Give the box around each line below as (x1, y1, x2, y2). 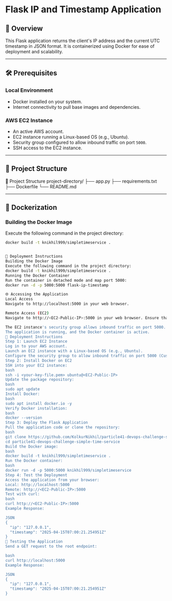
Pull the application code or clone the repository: (5, 425, 120, 430)
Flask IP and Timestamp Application (5, 4, 161, 15)
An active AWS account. (12, 128, 64, 134)
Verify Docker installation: (5, 405, 68, 411)
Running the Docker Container (5, 273, 70, 278)
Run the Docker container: (5, 458, 63, 463)
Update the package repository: (5, 377, 74, 382)
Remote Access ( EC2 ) (5, 311, 50, 316)
